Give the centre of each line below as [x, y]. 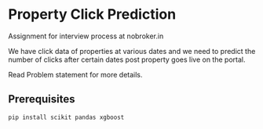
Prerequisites [42, 99]
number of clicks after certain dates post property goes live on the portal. [127, 59]
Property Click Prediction [92, 14]
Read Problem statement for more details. [75, 74]
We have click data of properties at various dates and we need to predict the [132, 51]
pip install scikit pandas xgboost [66, 117]
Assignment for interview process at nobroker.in [86, 36]
